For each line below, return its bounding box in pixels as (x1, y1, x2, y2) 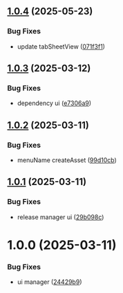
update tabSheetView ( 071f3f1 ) (17, 42, 106, 51)
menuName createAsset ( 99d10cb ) (17, 156, 117, 164)
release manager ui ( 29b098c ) (17, 212, 104, 221)
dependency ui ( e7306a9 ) (17, 99, 92, 107)
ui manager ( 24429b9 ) (17, 278, 82, 286)
